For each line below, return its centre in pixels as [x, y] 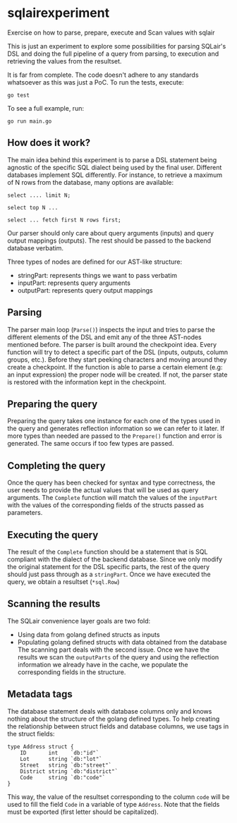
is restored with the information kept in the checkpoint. [87, 382]
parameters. [25, 513]
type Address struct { [41, 746]
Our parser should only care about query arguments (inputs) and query [110, 233]
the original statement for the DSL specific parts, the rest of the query [109, 567]
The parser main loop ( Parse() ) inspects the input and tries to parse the [111, 329]
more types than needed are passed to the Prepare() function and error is [115, 436]
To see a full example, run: [46, 108]
